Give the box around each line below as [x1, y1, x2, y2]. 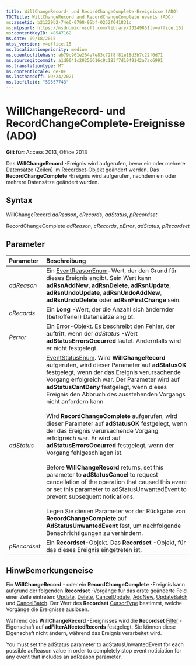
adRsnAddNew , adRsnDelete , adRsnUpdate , [46, 281, 171, 289]
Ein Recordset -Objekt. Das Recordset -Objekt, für [46, 539, 186, 547]
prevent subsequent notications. [46, 492, 135, 501]
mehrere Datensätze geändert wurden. [6, 178, 99, 185]
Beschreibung [46, 257, 86, 265]
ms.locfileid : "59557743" [6, 80, 69, 85]
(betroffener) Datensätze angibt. [46, 312, 135, 320]
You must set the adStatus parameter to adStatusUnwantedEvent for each [6, 641, 184, 648]
